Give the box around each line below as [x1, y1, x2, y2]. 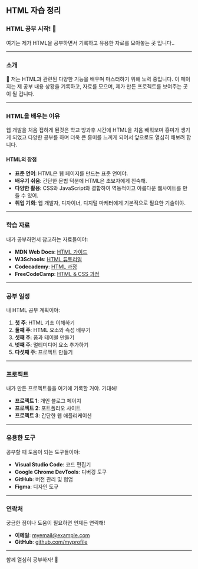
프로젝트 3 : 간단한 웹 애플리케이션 [14, 412, 93, 419]
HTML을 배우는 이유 [6, 111, 60, 120]
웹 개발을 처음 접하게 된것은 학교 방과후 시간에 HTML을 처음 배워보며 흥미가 [6, 126, 180, 134]
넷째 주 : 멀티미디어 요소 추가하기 [14, 341, 89, 348]
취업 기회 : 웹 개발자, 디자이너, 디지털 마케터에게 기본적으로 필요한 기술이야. [14, 199, 186, 206]
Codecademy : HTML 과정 [14, 263, 78, 270]
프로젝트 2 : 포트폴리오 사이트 [14, 404, 81, 412]
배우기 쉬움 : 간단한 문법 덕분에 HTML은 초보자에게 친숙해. [14, 177, 147, 185]
